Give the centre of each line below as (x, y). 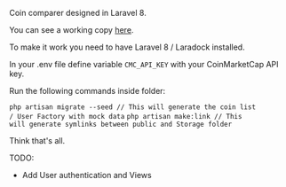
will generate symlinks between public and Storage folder (121, 124)
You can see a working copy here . (71, 30)
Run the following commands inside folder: (87, 91)
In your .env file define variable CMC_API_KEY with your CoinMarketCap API (144, 64)
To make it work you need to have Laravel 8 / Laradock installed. (127, 47)
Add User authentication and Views (87, 175)
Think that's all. (37, 140)
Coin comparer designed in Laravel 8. (78, 13)
